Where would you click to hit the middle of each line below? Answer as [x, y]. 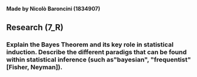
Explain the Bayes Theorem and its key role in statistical [90, 45]
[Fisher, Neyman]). [34, 67]
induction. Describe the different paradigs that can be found [96, 52]
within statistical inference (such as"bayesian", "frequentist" [98, 60]
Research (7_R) [35, 27]
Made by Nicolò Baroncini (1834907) [53, 9]
